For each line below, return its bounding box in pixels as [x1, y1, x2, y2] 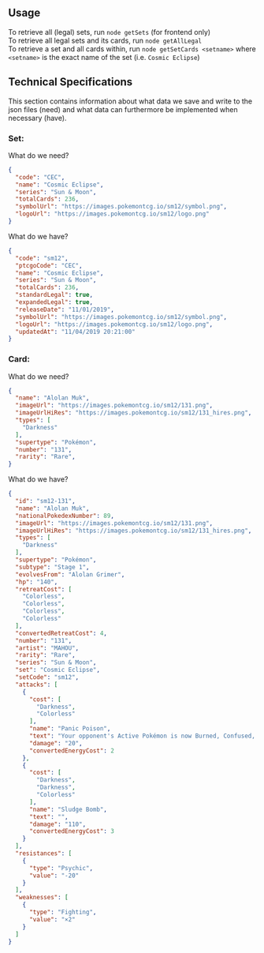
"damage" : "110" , [28, 820, 87, 828]
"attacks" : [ [15, 681, 58, 688]
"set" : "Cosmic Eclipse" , [15, 666, 101, 674]
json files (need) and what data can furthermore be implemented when [8, 104, 238, 114]
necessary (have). [8, 113, 67, 122]
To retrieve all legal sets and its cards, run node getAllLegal [8, 36, 203, 45]
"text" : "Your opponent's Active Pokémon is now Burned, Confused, [28, 732, 256, 741]
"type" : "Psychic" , [28, 864, 93, 872]
